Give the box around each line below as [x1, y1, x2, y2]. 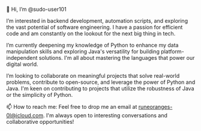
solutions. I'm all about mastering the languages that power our [38, 54, 195, 61]
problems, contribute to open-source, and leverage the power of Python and [6, 78, 196, 86]
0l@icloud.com [6, 112, 44, 119]
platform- [161, 48, 184, 55]
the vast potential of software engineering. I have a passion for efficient [6, 24, 183, 31]
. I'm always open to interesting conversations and [43, 112, 168, 119]
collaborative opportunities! [6, 118, 74, 125]
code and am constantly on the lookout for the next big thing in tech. [6, 30, 176, 37]
